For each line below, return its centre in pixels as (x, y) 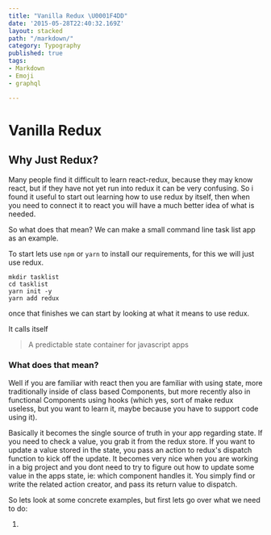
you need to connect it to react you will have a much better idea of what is (131, 205)
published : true (35, 53)
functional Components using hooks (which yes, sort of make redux (121, 399)
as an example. (33, 238)
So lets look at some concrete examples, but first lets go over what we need (134, 499)
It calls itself (28, 328)
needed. (22, 214)
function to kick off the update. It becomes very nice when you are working (133, 458)
